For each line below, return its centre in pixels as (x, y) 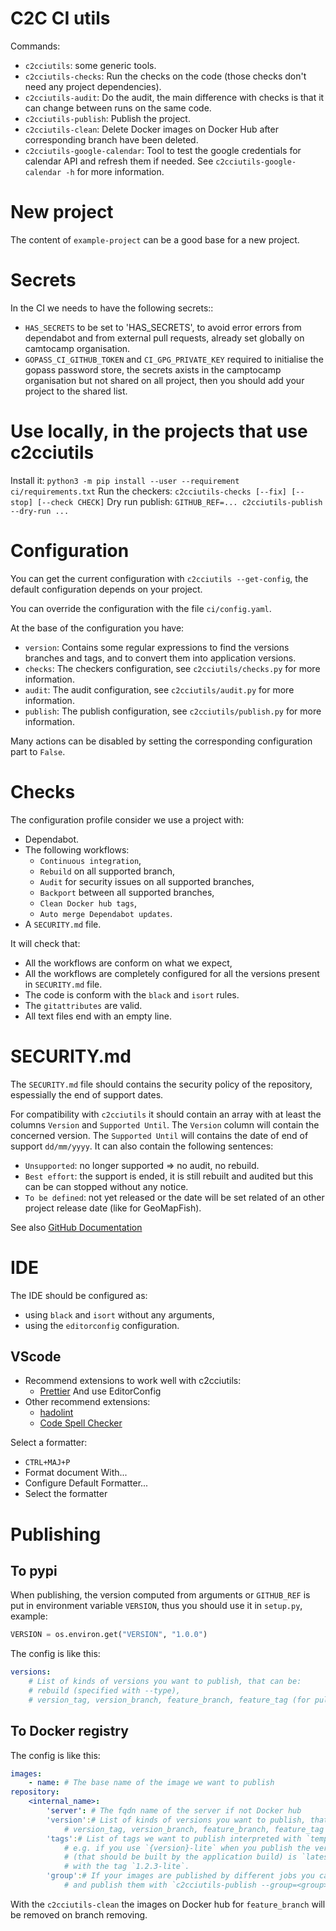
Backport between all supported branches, (127, 892)
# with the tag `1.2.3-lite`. (126, 1867)
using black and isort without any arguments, (119, 1314)
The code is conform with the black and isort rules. (132, 994)
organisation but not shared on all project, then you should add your (164, 380)
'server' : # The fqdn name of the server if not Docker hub (174, 1811)
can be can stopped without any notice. (106, 1186)
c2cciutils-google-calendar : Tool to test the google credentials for (163, 150)
